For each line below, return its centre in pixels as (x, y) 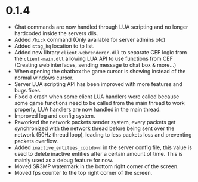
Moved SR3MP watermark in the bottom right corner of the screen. (97, 166)
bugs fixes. (28, 90)
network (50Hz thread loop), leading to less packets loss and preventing (103, 134)
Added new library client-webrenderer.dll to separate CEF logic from (100, 52)
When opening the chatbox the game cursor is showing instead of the (100, 71)
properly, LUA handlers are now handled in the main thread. (88, 109)
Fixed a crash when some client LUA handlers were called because (97, 97)
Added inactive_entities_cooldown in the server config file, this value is (103, 147)
